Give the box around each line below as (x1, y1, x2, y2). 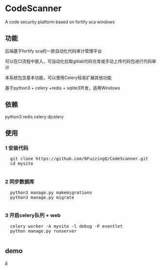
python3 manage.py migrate (10, 194, 74, 200)
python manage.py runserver (10, 228, 77, 234)
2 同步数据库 (5, 178, 34, 185)
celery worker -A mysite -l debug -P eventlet (10, 223, 123, 229)
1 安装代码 (5, 144, 29, 151)
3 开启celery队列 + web (5, 212, 61, 219)
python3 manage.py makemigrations (10, 190, 92, 195)
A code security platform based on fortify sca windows (5, 19, 115, 25)
